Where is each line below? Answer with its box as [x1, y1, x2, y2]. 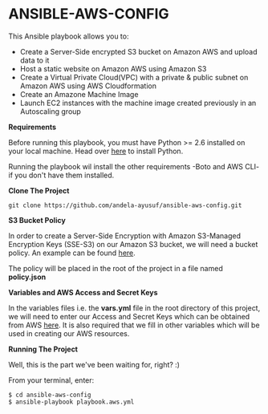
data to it [19, 55, 50, 65]
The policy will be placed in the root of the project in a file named [8, 263, 223, 273]
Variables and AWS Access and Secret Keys [8, 287, 158, 297]
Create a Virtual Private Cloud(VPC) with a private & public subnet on [19, 72, 249, 82]
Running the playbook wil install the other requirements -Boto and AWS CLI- [8, 161, 259, 171]
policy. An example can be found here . [8, 248, 136, 258]
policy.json [8, 272, 47, 282]
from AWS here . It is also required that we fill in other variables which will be [8, 320, 260, 330]
